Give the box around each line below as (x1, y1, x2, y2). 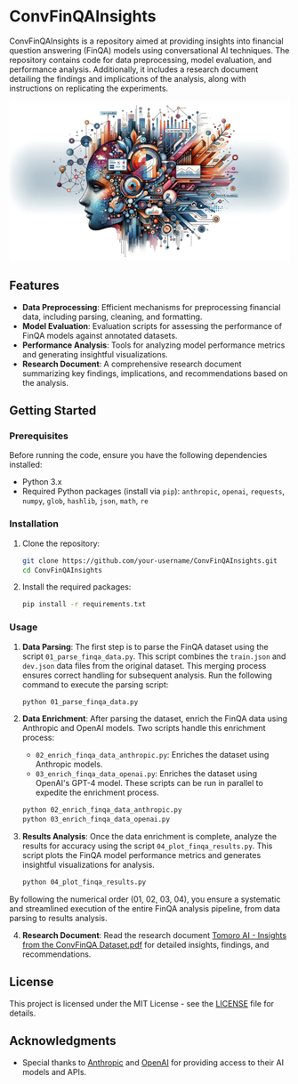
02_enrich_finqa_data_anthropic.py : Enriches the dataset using (35, 750, 270, 760)
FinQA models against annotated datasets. (21, 330, 178, 341)
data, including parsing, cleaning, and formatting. (21, 311, 203, 322)
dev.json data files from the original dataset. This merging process (21, 660, 267, 670)
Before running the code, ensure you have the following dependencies (9, 450, 268, 461)
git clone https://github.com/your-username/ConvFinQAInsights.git (21, 556, 278, 566)
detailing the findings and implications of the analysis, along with (9, 73, 246, 84)
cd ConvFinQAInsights (21, 566, 102, 574)
